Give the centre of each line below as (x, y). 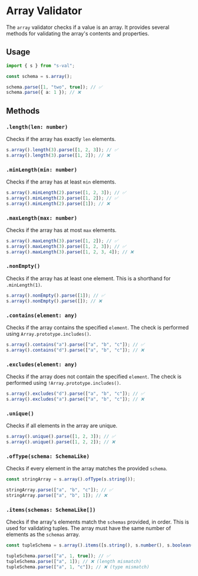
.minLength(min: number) (42, 170)
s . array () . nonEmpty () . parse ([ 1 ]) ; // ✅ (55, 295)
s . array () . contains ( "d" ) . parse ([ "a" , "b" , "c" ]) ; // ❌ (75, 350)
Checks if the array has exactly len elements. (61, 139)
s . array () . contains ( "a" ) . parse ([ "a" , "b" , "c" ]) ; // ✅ (75, 344)
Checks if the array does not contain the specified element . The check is (94, 377)
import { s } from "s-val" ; (41, 66)
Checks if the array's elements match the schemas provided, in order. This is (98, 522)
